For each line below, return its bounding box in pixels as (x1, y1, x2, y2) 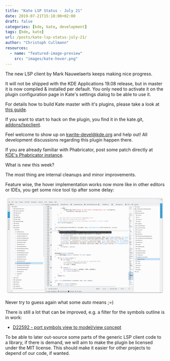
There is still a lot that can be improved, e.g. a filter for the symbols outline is (5, 309, 165, 315)
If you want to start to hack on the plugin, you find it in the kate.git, (5, 116, 144, 122)
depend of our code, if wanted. (5, 350, 70, 356)
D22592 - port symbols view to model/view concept (12, 324, 121, 331)
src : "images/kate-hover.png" (14, 56, 78, 61)
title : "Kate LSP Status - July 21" (5, 8, 82, 13)
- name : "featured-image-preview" (10, 51, 82, 56)
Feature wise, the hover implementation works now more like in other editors (5, 181, 165, 187)
